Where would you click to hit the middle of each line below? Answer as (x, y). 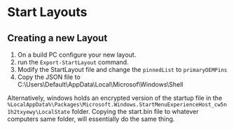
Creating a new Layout (57, 38)
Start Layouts (47, 12)
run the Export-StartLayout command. (73, 62)
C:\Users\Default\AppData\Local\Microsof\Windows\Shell (100, 84)
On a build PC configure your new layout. (77, 55)
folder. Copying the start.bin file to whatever (135, 111)
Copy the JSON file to (49, 77)
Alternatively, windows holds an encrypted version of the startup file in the (115, 98)
